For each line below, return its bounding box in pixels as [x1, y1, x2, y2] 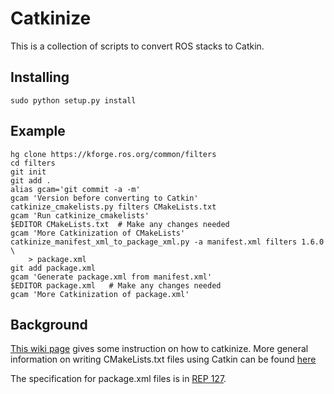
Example [10, 123, 66, 140]
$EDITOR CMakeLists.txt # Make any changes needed [10, 219, 230, 229]
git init [10, 167, 47, 177]
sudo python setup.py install [10, 95, 137, 106]
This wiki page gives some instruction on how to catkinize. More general [10, 343, 309, 355]
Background [10, 316, 88, 333]
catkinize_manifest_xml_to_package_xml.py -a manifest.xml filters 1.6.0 [10, 237, 325, 247]
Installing [10, 69, 70, 86]
